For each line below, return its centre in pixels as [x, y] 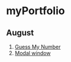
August [20, 33]
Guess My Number [38, 47]
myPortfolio [35, 11]
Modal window [33, 53]
